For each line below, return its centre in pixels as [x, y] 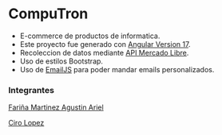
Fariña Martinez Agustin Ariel [56, 107]
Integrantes [31, 90]
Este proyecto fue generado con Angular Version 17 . [105, 44]
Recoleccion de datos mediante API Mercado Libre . [104, 52]
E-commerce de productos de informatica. [90, 36]
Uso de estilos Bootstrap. [61, 61]
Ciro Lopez [26, 123]
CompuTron [48, 14]
